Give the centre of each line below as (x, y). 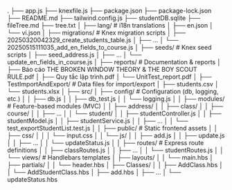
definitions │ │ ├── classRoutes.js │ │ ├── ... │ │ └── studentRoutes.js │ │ (115, 150)
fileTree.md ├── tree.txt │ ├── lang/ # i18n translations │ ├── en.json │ (110, 25)
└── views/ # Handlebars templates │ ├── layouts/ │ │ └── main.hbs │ (110, 158)
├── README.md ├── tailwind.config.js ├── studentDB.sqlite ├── (104, 18)
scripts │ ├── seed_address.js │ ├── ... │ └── (74, 55)
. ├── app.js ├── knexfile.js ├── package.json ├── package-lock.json (109, 11)
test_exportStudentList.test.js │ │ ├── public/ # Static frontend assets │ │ (113, 128)
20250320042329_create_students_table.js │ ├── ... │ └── (93, 40)
